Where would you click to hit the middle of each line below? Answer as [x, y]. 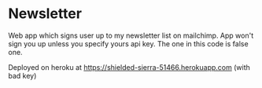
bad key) [22, 75]
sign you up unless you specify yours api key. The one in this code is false [129, 43]
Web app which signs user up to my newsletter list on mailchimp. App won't [131, 35]
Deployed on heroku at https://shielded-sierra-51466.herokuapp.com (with [129, 67]
